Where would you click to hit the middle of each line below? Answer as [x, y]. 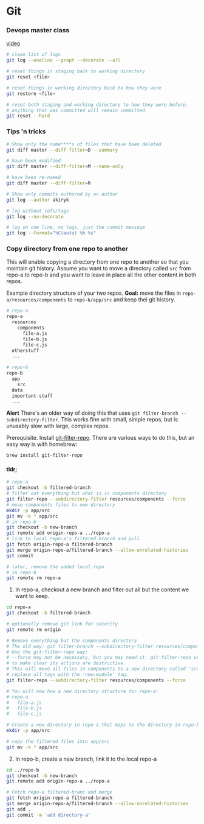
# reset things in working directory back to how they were [84, 88]
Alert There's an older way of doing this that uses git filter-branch [92, 413]
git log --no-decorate [35, 217]
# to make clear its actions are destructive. [66, 663]
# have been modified [34, 161]
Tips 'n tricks [26, 132]
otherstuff [25, 350]
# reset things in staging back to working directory [76, 71]
